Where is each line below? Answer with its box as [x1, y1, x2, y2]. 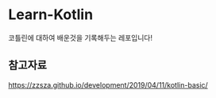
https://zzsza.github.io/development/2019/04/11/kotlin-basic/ [8, 80, 208, 89]
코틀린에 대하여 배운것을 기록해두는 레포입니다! [8, 33, 153, 42]
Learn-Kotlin [8, 6, 94, 24]
